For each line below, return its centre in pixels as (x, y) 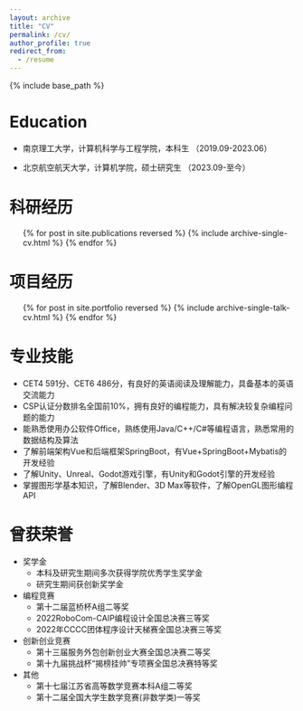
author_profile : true (50, 43)
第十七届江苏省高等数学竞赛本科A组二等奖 (114, 686)
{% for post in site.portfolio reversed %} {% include (118, 308)
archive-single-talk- (253, 308)
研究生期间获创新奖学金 (80, 583)
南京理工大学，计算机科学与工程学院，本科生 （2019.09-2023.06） (147, 148)
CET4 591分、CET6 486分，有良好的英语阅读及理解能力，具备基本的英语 (158, 383)
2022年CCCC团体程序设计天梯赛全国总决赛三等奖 (128, 629)
